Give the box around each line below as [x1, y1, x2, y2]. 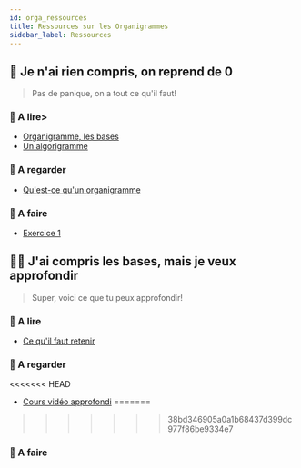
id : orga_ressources [9, 13, 88, 23]
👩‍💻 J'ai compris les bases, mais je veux [9, 254, 236, 269]
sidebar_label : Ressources [9, 30, 112, 39]
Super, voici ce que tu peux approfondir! [31, 292, 184, 303]
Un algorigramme [22, 141, 88, 152]
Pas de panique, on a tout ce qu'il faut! [31, 88, 177, 99]
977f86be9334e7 [167, 423, 234, 434]
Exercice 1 [22, 228, 61, 239]
